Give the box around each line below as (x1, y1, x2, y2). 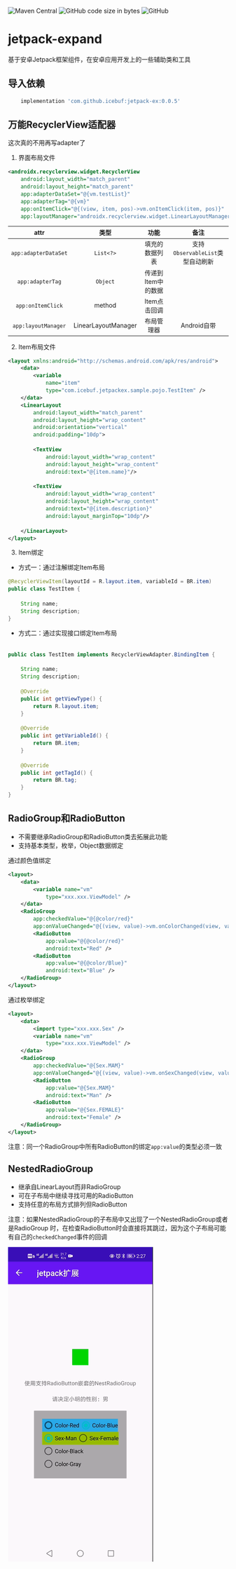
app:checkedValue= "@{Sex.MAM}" (33, 1062, 125, 1069)
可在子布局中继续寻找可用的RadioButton (18, 1191, 134, 1200)
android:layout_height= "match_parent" (20, 183, 134, 191)
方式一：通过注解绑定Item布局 (18, 563, 105, 571)
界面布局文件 (18, 154, 55, 162)
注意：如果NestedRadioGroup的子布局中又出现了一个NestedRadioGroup (8, 1215, 216, 1223)
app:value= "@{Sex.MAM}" (45, 1084, 115, 1092)
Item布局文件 (18, 342, 56, 351)
